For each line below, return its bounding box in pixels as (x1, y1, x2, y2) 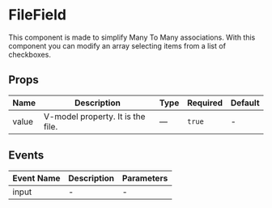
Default (230, 97, 260, 108)
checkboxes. (8, 49, 51, 59)
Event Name (12, 172, 61, 184)
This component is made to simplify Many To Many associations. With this (8, 32, 256, 42)
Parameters (121, 172, 168, 184)
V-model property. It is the (43, 111, 146, 122)
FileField (8, 6, 67, 24)
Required (187, 97, 223, 108)
